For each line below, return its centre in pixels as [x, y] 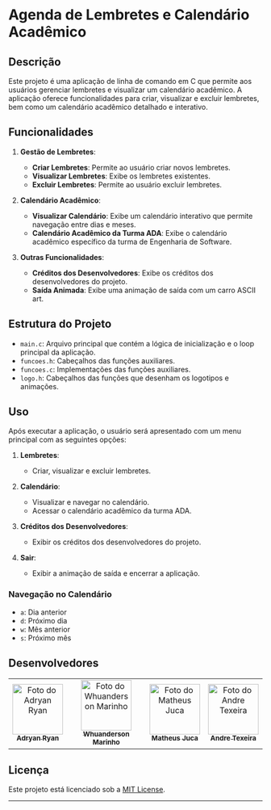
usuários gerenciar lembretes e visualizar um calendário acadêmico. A [125, 90]
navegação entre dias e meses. [84, 225]
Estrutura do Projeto [60, 324]
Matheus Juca [175, 738]
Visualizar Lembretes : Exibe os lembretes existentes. [121, 176]
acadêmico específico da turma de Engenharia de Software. [132, 241]
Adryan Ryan [38, 738]
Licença [29, 770]
